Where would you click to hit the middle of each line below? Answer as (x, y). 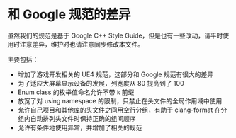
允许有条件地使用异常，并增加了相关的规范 (80, 127)
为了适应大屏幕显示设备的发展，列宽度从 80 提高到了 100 (101, 83)
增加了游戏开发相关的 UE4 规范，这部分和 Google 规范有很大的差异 (116, 74)
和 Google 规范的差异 (69, 15)
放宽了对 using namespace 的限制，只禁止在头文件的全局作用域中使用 (120, 100)
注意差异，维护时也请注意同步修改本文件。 (82, 44)
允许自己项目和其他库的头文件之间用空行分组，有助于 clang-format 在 (119, 110)
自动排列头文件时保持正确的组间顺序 (83, 118)
